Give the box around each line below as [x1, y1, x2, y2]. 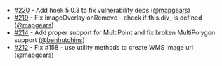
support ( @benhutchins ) [13, 36, 86, 44]
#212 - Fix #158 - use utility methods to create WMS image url [13, 44, 194, 51]
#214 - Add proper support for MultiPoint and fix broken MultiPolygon [13, 28, 216, 37]
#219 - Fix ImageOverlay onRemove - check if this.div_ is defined [13, 13, 202, 22]
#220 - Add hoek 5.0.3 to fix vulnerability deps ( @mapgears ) [13, 6, 191, 14]
